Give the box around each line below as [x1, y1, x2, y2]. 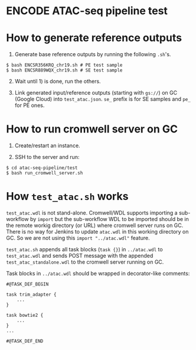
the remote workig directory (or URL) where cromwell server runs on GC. [6, 222, 184, 229]
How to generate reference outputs [6, 31, 182, 45]
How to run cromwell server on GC [6, 122, 178, 136]
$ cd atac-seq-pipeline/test [6, 165, 78, 171]
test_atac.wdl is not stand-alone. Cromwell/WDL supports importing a [6, 209, 178, 216]
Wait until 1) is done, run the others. [14, 78, 102, 85]
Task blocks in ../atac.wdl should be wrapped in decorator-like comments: [6, 270, 190, 277]
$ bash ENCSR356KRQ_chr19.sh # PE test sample [6, 62, 123, 69]
